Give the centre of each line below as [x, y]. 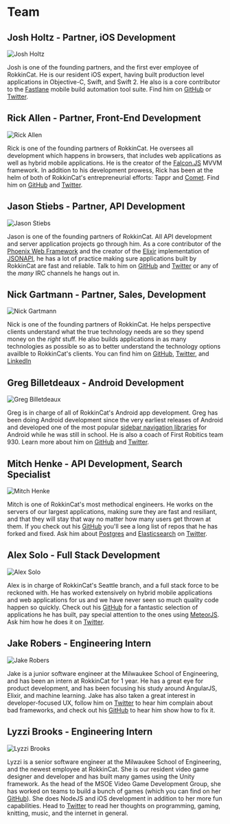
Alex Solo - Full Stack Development [84, 555]
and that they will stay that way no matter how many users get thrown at [109, 519]
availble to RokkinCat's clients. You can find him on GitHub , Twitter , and [108, 354]
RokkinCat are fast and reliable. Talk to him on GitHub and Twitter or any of [113, 265]
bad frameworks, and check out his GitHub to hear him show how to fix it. [111, 710]
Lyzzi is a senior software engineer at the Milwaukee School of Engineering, [114, 761]
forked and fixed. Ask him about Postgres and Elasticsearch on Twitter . [107, 534]
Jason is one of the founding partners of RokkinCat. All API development [110, 236]
